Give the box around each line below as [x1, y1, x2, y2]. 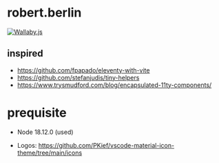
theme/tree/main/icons [17, 148, 83, 157]
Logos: [17, 141, 37, 149]
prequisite [7, 105, 67, 120]
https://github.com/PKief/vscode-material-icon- [38, 141, 174, 149]
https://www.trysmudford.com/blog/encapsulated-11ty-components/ [17, 81, 212, 89]
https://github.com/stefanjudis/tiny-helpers [17, 73, 140, 81]
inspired [7, 48, 43, 59]
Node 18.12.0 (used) [17, 128, 74, 136]
